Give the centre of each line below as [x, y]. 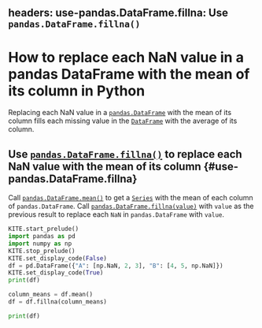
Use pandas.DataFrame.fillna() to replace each [125, 154]
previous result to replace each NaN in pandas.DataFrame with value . [116, 214]
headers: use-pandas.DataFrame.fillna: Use [118, 13]
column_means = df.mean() [50, 295]
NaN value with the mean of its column [105, 166]
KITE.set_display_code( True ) [56, 273]
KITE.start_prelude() [44, 229]
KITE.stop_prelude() [42, 251]
